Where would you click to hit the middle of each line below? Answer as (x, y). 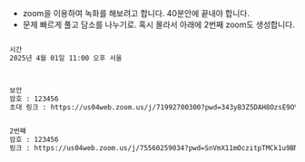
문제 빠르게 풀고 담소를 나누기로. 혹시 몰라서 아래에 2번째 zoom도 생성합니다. (158, 24)
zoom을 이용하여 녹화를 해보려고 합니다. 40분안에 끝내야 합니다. (136, 13)
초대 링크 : (28, 107)
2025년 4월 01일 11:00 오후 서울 (66, 58)
